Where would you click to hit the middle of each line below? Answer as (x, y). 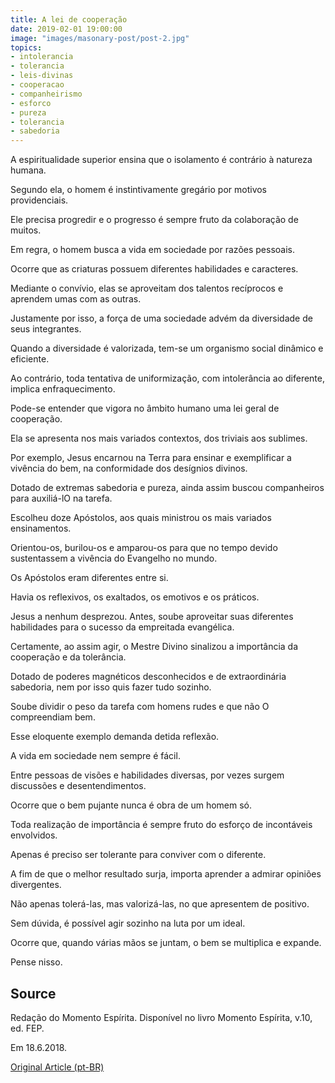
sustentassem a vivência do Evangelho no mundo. (114, 558)
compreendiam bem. (53, 717)
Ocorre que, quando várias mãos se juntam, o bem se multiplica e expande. (166, 943)
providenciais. (39, 200)
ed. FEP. (27, 1028)
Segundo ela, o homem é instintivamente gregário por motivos (139, 190)
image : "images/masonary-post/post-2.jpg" (100, 38)
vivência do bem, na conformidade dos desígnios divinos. (129, 468)
